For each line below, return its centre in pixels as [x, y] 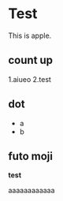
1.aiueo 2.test [30, 79]
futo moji [31, 156]
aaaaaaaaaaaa [31, 191]
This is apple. [30, 35]
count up [31, 60]
